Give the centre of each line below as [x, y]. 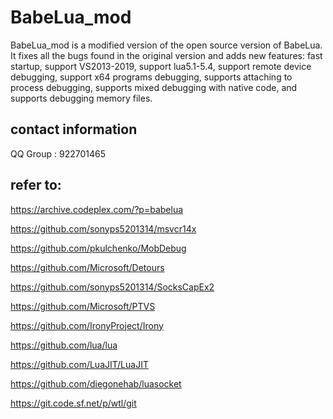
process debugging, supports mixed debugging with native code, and [154, 87]
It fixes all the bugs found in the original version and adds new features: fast [166, 55]
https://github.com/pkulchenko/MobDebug [98, 248]
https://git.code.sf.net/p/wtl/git [73, 403]
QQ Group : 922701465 [58, 153]
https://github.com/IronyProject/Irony [87, 325]
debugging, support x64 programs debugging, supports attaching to [151, 77]
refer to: [36, 185]
